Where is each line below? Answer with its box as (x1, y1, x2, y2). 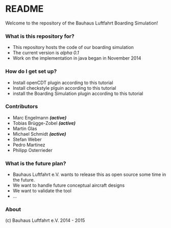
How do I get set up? (5, 68, 57, 75)
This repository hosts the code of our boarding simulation (12, 44, 134, 50)
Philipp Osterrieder (12, 147, 53, 153)
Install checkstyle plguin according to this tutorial (12, 85, 116, 91)
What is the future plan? (5, 160, 66, 167)
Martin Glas (12, 125, 37, 132)
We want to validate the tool (12, 188, 71, 194)
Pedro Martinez (12, 141, 45, 148)
